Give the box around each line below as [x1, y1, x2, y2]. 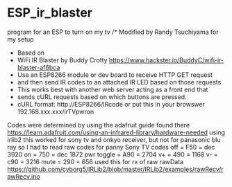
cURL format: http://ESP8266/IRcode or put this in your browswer [17, 100, 205, 108]
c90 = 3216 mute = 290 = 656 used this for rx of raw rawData [7, 157, 184, 166]
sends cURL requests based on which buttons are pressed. [17, 92, 187, 101]
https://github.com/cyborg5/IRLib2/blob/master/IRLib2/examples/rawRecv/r [7, 165, 224, 173]
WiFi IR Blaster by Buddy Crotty [17, 55, 108, 64]
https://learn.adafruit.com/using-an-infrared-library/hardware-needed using [7, 128, 226, 136]
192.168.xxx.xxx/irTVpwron [17, 107, 94, 116]
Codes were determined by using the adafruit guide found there [7, 121, 190, 129]
